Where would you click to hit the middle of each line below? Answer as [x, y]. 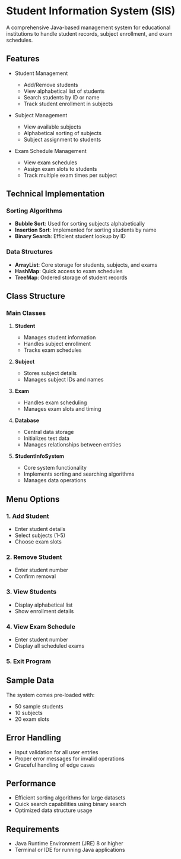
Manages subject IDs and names [63, 380]
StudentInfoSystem [39, 456]
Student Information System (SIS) [91, 11]
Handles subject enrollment [57, 344]
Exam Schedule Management [51, 151]
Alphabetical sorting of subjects [63, 133]
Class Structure [36, 296]
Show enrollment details [44, 611]
